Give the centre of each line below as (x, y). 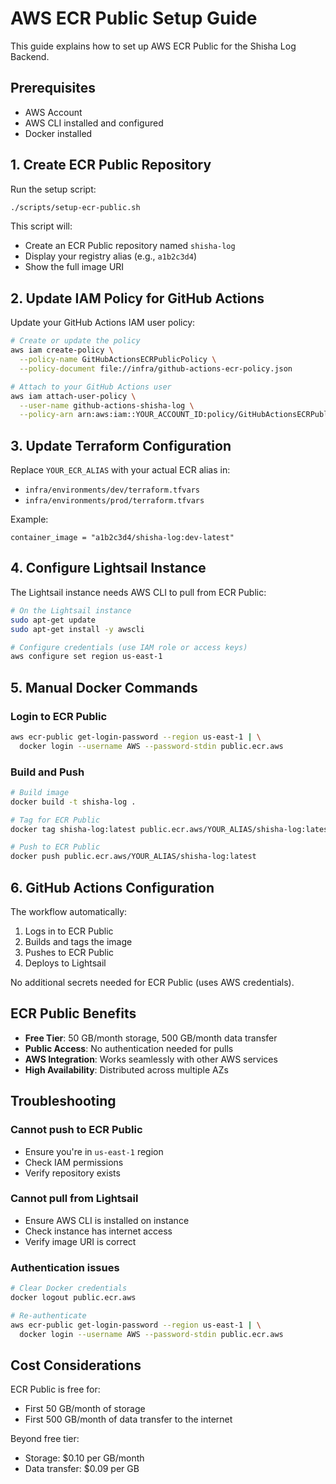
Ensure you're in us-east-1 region (94, 1151)
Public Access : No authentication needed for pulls (129, 1048)
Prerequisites (53, 88)
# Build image (40, 792)
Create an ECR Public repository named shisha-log (130, 246)
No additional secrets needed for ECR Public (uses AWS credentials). (152, 983)
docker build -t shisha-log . (73, 802)
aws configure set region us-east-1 (86, 657)
